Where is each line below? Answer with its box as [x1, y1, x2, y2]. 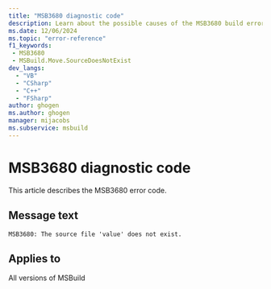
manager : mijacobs [8, 117, 70, 125]
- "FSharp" [15, 94, 52, 102]
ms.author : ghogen [8, 109, 70, 118]
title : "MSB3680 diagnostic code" [8, 11, 125, 20]
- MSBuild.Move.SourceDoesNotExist [11, 57, 131, 65]
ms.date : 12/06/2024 [8, 27, 78, 35]
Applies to [8, 251, 61, 266]
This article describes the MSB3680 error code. [8, 185, 167, 195]
